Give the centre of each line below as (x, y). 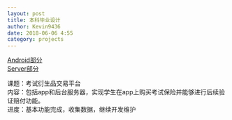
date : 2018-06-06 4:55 (40, 33)
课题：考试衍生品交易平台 (44, 83)
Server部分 (23, 69)
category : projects (36, 40)
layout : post (26, 14)
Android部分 (25, 60)
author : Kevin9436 (34, 26)
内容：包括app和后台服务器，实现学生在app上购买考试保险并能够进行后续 (113, 92)
